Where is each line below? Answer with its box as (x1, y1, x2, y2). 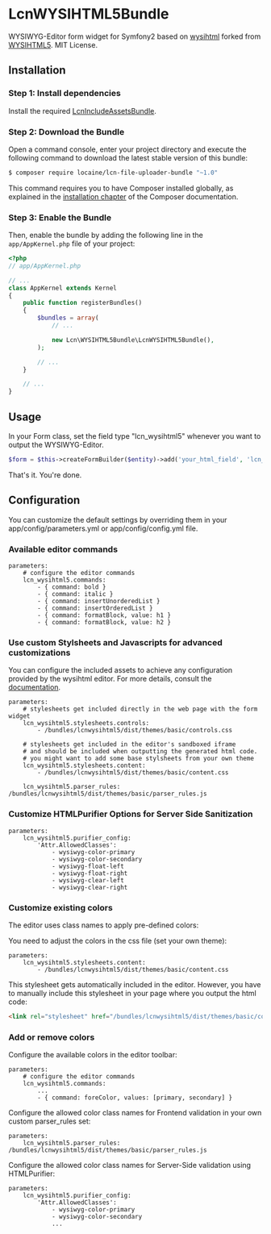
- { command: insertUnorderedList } (37, 598, 161, 606)
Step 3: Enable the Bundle (8, 211, 111, 223)
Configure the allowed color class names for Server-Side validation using (8, 1161, 252, 1170)
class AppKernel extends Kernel (8, 284, 117, 292)
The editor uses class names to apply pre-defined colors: (8, 920, 199, 930)
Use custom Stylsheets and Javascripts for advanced (8, 636, 223, 648)
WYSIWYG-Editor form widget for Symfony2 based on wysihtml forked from (8, 31, 261, 41)
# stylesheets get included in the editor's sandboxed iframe (23, 740, 236, 748)
